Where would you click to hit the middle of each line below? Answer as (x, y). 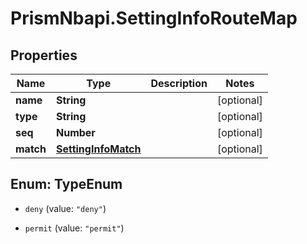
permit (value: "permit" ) (74, 228)
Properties (44, 55)
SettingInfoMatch (98, 149)
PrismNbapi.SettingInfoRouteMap (154, 18)
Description (179, 83)
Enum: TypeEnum (66, 184)
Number (75, 132)
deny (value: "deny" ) (65, 208)
